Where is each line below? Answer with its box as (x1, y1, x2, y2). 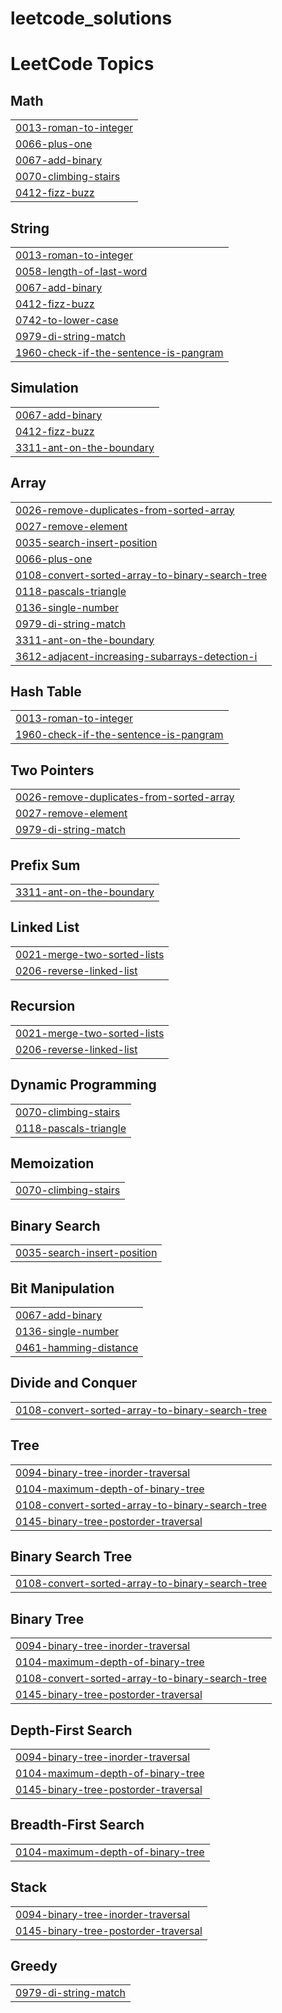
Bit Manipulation (10, 1280, 115, 1297)
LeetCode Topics (10, 53, 155, 76)
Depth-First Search (10, 1722, 133, 1739)
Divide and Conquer (10, 1375, 138, 1392)
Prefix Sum (10, 857, 81, 874)
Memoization (10, 1155, 95, 1172)
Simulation (10, 380, 79, 397)
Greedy (10, 1958, 58, 1975)
